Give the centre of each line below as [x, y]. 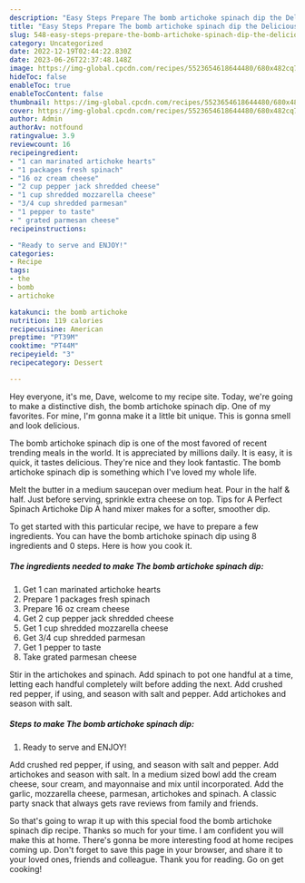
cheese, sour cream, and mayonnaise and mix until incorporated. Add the [147, 784]
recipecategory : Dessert [56, 363]
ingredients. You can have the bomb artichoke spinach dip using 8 [133, 535]
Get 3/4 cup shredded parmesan [84, 637]
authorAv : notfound [46, 128]
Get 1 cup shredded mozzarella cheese [95, 628]
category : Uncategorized [56, 43]
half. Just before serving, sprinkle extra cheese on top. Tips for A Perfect [146, 499]
